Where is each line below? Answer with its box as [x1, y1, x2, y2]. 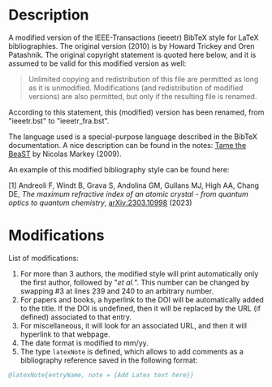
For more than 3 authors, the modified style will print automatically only [19, 268, 259, 278]
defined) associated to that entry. [19, 311, 132, 322]
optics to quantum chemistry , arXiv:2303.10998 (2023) [8, 198, 192, 207]
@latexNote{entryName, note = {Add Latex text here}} [8, 371, 195, 379]
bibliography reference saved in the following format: [19, 355, 198, 365]
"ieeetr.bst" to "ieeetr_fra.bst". [8, 115, 110, 125]
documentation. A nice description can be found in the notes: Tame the [8, 140, 247, 150]
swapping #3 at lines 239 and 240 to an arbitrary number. [19, 286, 214, 296]
